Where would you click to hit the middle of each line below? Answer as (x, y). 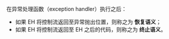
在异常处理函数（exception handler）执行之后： (67, 9)
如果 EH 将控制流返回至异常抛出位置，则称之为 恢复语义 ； (88, 22)
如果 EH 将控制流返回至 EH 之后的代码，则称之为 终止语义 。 (91, 30)
